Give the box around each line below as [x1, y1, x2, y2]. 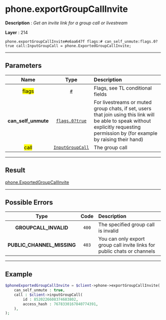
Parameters [5, 61, 42, 70]
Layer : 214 [5, 29, 28, 35]
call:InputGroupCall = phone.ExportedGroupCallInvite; [16, 43, 132, 48]
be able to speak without [93, 117, 151, 124]
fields [93, 91, 107, 98]
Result [5, 166, 26, 174]
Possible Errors [5, 198, 53, 207]
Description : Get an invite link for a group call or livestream [5, 20, 127, 26]
